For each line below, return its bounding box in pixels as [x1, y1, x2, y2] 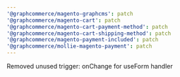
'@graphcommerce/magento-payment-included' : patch [6, 36, 159, 43]
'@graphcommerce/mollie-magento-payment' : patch [6, 43, 152, 50]
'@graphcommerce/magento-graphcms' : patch [6, 10, 133, 17]
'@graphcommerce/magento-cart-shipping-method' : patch [6, 29, 172, 37]
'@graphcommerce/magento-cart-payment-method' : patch [6, 23, 169, 30]
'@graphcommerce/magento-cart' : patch [6, 17, 121, 24]
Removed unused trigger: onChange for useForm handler [6, 62, 174, 70]
